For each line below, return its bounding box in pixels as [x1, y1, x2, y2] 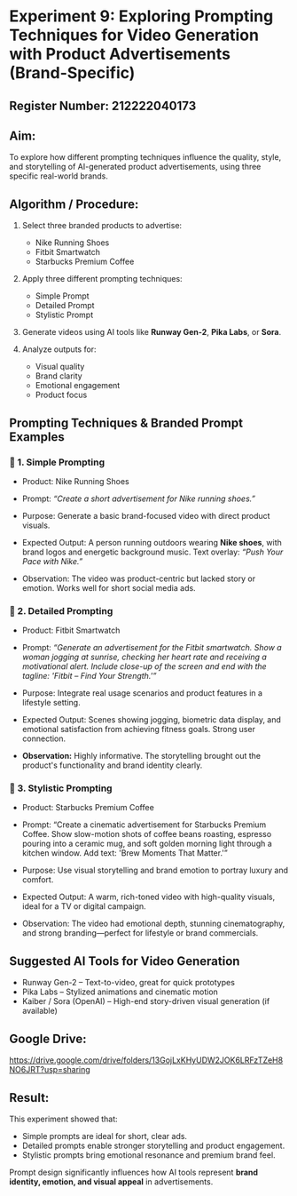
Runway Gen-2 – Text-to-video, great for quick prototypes [21, 977, 235, 988]
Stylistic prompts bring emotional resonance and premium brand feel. [21, 1149, 277, 1160]
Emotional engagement [35, 380, 121, 391]
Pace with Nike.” [21, 555, 83, 566]
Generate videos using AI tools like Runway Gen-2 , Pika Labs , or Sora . [21, 327, 282, 338]
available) [21, 1006, 58, 1017]
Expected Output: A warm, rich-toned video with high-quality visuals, [21, 891, 276, 903]
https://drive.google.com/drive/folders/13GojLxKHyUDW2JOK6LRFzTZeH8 [9, 1055, 284, 1065]
